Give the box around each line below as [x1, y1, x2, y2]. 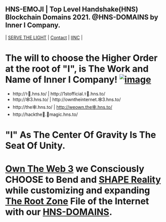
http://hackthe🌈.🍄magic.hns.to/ [12, 111, 78, 117]
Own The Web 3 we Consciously [5, 163, 145, 175]
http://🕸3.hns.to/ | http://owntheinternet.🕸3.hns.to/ [12, 96, 121, 102]
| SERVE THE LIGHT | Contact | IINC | [5, 34, 83, 41]
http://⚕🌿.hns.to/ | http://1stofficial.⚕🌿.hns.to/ [12, 90, 105, 97]
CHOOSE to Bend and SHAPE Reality [5, 174, 161, 185]
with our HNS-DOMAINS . [5, 206, 112, 218]
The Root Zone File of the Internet [5, 196, 149, 207]
